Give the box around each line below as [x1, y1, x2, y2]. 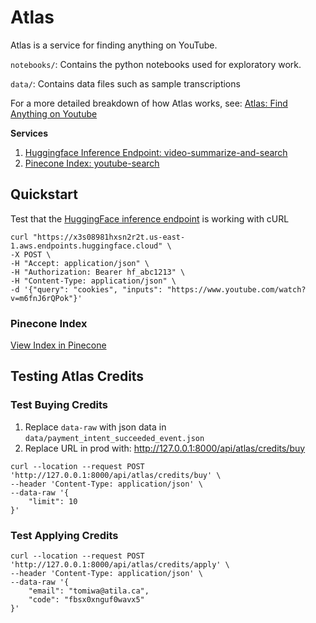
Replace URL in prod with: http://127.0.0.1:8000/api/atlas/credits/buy [24, 442, 306, 454]
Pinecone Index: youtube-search [24, 157, 160, 169]
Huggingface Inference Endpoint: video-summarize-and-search [24, 146, 288, 158]
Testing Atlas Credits [10, 368, 145, 385]
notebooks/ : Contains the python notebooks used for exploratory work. [10, 58, 302, 70]
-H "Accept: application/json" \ [10, 258, 150, 268]
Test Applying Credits [10, 528, 119, 542]
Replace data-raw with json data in [24, 421, 167, 433]
